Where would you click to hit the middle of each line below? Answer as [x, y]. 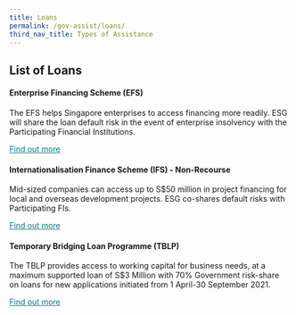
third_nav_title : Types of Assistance [81, 34]
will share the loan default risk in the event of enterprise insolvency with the [148, 122]
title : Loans [33, 17]
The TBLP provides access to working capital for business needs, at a [137, 266]
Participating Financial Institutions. [72, 131]
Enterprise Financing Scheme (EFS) [77, 93]
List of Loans [46, 70]
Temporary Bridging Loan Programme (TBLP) [95, 245]
